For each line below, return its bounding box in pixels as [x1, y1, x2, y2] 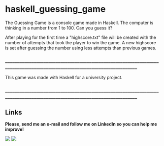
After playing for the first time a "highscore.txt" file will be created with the [5, 34, 156, 40]
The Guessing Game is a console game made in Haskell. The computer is [5, 20, 154, 26]
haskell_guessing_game [5, 3, 106, 15]
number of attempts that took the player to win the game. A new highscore [5, 39, 156, 45]
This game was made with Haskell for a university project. [5, 75, 123, 81]
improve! [5, 126, 24, 132]
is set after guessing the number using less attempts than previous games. [5, 45, 157, 51]
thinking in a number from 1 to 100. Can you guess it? [5, 25, 113, 30]
